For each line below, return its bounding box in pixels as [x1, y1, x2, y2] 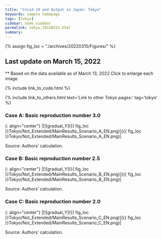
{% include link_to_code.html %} [5, 85, 71, 91]
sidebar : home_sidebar [5, 21, 51, 26]
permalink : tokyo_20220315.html [5, 25, 71, 30]
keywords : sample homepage [5, 12, 60, 17]
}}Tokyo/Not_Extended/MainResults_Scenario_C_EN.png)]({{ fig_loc [5, 215, 142, 220]
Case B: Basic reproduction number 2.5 [5, 155, 100, 162]
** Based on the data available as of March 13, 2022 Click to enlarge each [5, 70, 154, 76]
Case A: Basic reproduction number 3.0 [5, 112, 101, 119]
